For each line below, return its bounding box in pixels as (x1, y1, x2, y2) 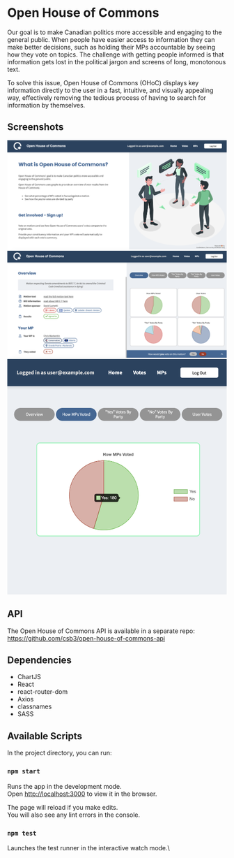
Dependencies (7, 655, 72, 667)
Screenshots (7, 121, 64, 133)
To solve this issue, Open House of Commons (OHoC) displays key (7, 78, 199, 87)
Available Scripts (7, 730, 82, 742)
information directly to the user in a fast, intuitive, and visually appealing (7, 86, 214, 94)
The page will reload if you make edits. (7, 803, 118, 811)
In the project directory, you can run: (7, 749, 112, 757)
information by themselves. (7, 101, 86, 109)
